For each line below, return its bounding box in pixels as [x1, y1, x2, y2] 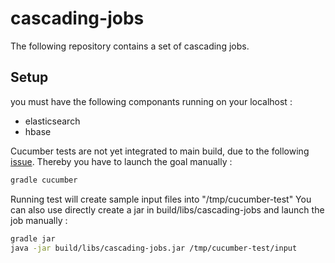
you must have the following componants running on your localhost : [10, 95, 293, 107]
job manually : [10, 214, 68, 226]
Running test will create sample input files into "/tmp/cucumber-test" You [10, 193, 312, 205]
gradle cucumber [10, 175, 78, 185]
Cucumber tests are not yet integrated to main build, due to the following [10, 145, 310, 157]
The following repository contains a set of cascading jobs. [10, 40, 250, 52]
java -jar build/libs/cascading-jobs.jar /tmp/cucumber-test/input [10, 243, 298, 253]
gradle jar [10, 233, 56, 244]
